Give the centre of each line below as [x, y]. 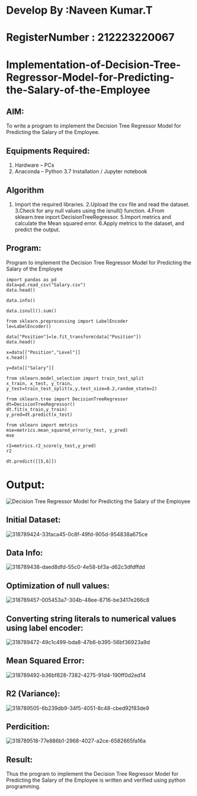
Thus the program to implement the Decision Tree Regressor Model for [92, 774]
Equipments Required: [48, 151]
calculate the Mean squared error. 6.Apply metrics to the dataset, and [99, 223]
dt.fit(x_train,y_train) [37, 409]
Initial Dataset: [33, 520]
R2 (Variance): [33, 694]
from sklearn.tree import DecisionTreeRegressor [67, 399]
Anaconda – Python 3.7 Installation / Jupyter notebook [81, 171]
